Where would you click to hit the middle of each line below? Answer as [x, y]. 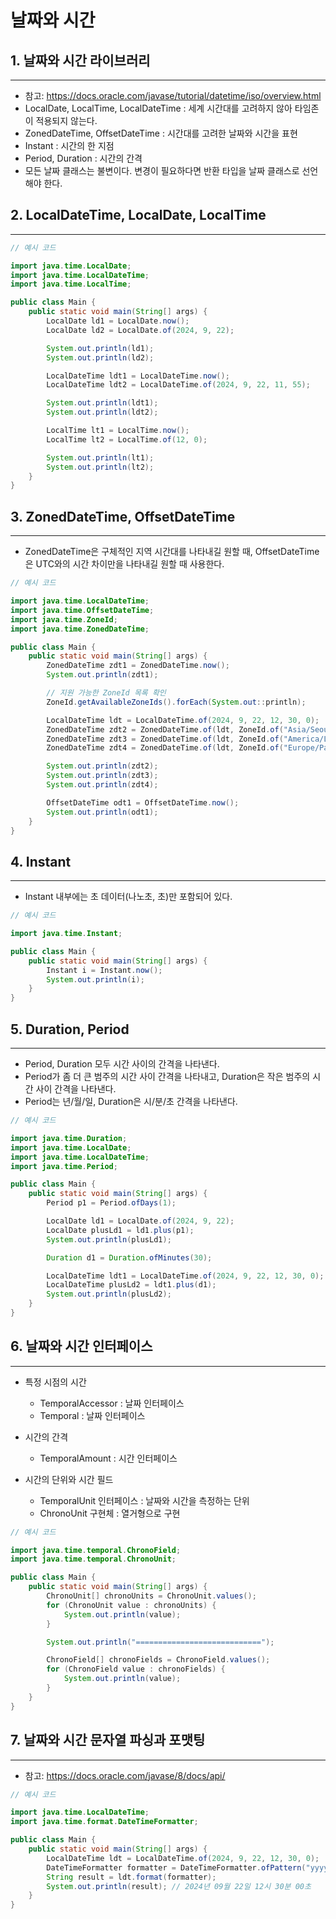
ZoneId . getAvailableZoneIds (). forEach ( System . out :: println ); [176, 702]
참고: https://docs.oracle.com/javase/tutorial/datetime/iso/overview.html [173, 95]
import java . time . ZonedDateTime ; [80, 629]
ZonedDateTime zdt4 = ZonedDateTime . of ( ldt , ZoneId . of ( [165, 748]
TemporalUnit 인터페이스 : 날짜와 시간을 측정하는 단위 [144, 1500]
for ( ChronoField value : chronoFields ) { [136, 1669]
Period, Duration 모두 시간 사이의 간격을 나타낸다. [122, 1064]
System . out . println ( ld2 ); [100, 357]
